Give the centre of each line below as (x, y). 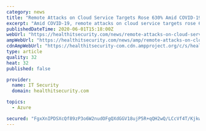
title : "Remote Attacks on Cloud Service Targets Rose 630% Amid (91, 18)
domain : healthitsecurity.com (50, 91)
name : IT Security (36, 85)
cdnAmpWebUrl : (25, 46)
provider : (19, 80)
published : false (29, 69)
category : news (26, 12)
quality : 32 (21, 57)
